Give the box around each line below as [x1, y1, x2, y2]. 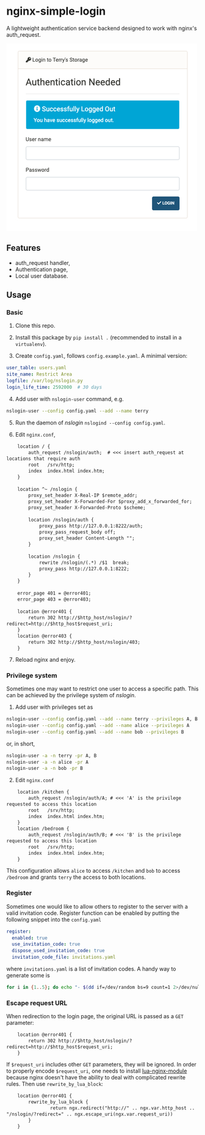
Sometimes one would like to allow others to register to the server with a [6, 903, 188, 910]
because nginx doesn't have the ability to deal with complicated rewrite [6, 1074, 186, 1081]
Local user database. [15, 272, 68, 279]
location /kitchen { [17, 789, 70, 796]
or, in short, [6, 740, 35, 747]
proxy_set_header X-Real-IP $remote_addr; [28, 492, 138, 498]
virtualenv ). [15, 341, 47, 348]
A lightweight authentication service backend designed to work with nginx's [6, 24, 197, 32]
